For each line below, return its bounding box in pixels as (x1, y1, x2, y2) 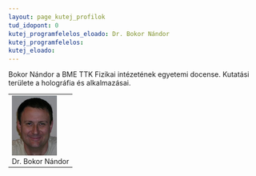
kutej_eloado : (8, 46, 56, 55)
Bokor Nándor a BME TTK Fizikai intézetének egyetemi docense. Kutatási (8, 70, 250, 79)
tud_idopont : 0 (8, 21, 59, 30)
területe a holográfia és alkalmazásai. (8, 78, 131, 88)
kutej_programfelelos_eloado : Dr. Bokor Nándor (8, 30, 170, 38)
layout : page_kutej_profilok (8, 13, 106, 21)
